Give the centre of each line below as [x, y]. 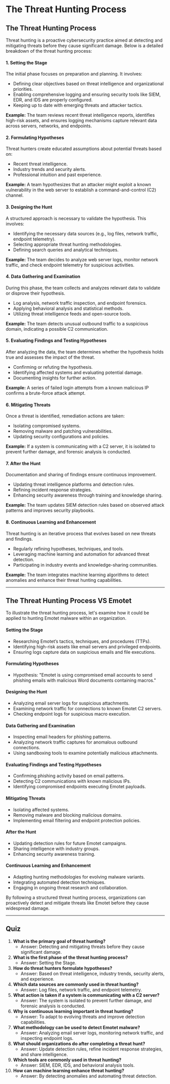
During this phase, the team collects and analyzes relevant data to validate [83, 288]
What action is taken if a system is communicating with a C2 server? [86, 995]
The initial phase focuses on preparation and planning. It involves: [74, 74]
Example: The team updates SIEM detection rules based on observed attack [85, 505]
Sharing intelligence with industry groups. [56, 849]
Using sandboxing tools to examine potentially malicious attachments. [86, 753]
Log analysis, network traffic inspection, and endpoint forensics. [80, 303]
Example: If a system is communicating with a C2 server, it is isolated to [80, 446]
